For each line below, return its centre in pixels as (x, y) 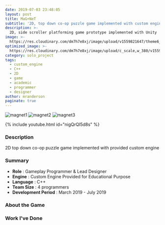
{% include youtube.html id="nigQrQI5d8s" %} (52, 125)
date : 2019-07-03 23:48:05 (33, 10)
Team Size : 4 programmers (41, 187)
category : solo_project (29, 55)
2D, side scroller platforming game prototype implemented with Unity (83, 32)
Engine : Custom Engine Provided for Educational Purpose (71, 176)
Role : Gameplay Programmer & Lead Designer (59, 171)
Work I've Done (24, 218)
